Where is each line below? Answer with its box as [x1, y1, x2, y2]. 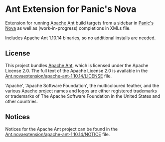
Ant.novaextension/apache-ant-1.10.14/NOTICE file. [5, 131, 110, 137]
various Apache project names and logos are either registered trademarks [5, 88, 157, 94]
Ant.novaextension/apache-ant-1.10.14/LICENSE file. [5, 73, 112, 79]
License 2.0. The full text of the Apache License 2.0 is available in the [5, 68, 148, 73]
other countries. [5, 98, 38, 104]
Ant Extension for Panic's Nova [5, 3, 137, 15]
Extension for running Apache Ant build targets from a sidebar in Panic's [5, 20, 154, 26]
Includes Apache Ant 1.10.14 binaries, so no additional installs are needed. [5, 35, 156, 41]
